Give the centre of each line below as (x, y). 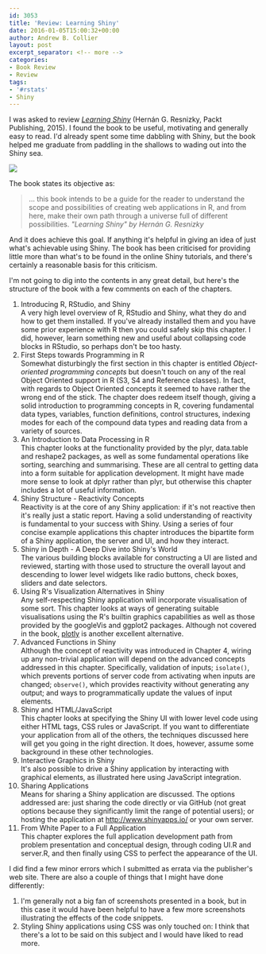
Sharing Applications (55, 786)
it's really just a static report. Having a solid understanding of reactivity (136, 516)
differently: (27, 886)
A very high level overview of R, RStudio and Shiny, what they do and (133, 313)
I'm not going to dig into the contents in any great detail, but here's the (124, 281)
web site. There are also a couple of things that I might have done (116, 877)
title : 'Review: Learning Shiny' (64, 23)
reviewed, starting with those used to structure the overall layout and (133, 566)
